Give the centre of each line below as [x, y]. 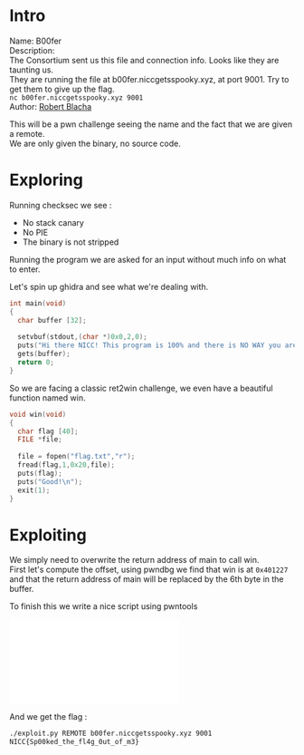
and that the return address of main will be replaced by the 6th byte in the [147, 579]
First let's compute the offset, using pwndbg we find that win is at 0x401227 [149, 570]
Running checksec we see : [61, 205]
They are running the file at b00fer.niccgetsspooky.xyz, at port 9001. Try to [149, 79]
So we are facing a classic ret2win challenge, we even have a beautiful [141, 388]
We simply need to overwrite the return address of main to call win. [134, 560]
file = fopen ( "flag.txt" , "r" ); [76, 457]
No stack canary [53, 222]
